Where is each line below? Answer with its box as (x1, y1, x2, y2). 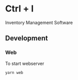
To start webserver (5, 60, 44, 66)
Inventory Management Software (5, 19, 73, 25)
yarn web (5, 70, 23, 75)
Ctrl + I (5, 3, 34, 14)
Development (5, 34, 48, 42)
